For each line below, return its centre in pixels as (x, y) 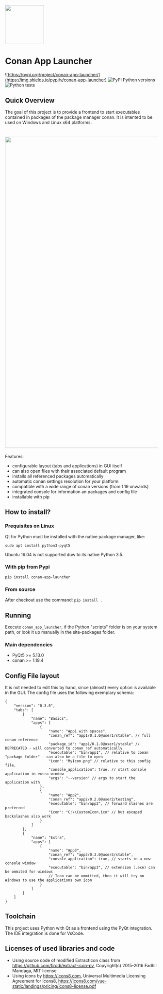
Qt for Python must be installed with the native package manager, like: (75, 536)
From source (20, 589)
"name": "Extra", (49, 838)
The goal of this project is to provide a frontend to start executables (73, 112)
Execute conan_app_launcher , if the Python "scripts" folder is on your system (81, 627)
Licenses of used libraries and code (60, 949)
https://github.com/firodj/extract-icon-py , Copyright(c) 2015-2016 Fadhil (84, 965)
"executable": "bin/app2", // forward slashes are (100, 804)
